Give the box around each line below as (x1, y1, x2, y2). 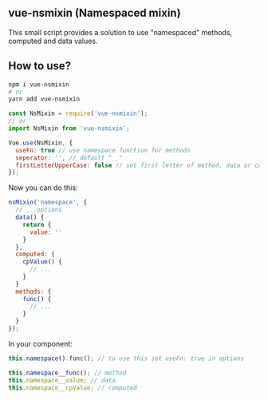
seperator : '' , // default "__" (15, 153, 124, 162)
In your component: (8, 339, 73, 348)
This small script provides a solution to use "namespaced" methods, (8, 27, 233, 37)
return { (22, 220, 52, 228)
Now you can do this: (8, 183, 78, 192)
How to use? (8, 59, 72, 73)
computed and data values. (8, 36, 98, 46)
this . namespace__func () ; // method (8, 369, 127, 377)
